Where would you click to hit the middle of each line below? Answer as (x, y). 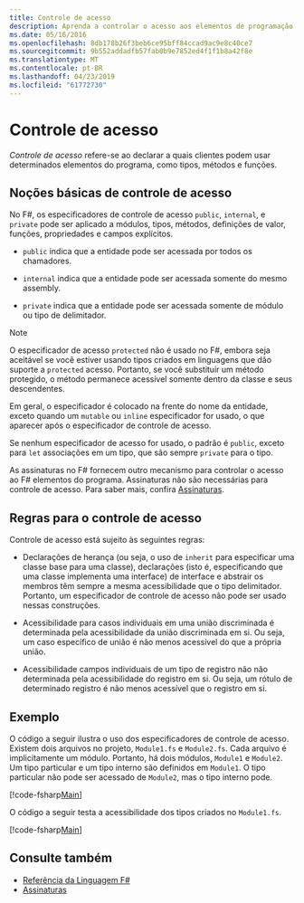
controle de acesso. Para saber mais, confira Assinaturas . (117, 490)
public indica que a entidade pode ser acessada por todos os (138, 252)
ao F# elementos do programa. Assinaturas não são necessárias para (139, 480)
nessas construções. (62, 605)
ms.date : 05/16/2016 (48, 34)
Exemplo (34, 717)
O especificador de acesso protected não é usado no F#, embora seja (140, 350)
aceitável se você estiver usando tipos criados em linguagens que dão (141, 360)
